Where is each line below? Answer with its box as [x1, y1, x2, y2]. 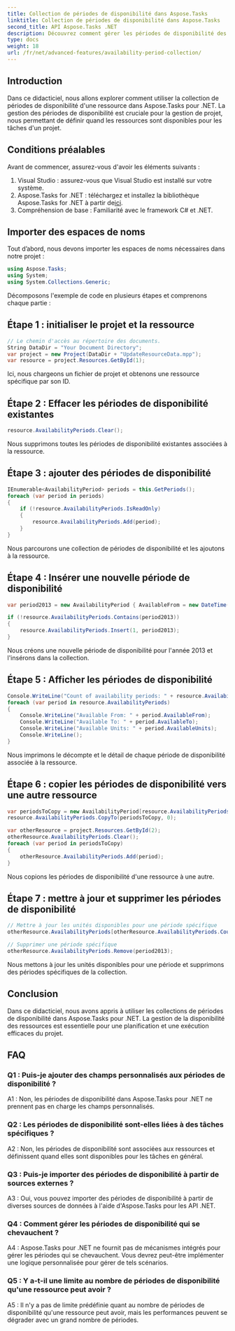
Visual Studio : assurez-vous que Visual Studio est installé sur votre [17, 176, 212, 184]
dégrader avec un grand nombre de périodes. [7, 1316, 139, 1324]
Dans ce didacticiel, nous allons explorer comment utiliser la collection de [7, 94, 219, 102]
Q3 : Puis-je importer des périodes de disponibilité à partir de [7, 1169, 220, 1179]
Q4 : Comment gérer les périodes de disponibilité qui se [7, 1219, 201, 1229]
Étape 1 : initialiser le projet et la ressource [7, 319, 194, 331]
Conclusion [7, 988, 59, 1000]
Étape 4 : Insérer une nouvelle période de [7, 572, 190, 584]
